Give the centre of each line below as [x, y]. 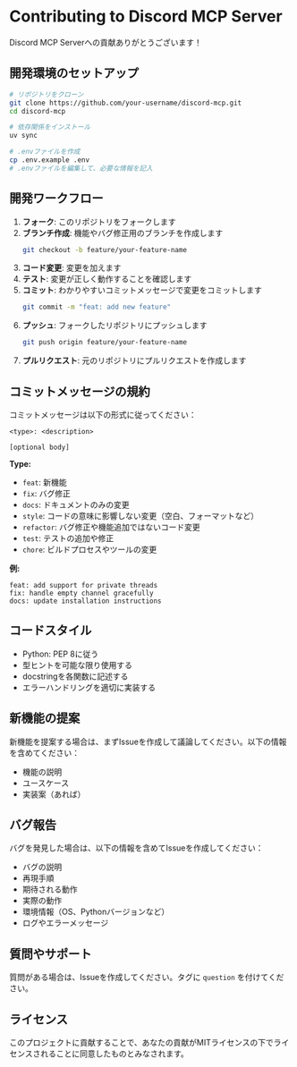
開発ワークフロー [56, 199]
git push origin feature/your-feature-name [105, 343]
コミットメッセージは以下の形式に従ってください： [103, 415]
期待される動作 [50, 889]
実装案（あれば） [54, 794]
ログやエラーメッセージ [65, 923]
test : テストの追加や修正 [68, 538]
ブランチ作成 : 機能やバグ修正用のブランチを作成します [123, 233]
